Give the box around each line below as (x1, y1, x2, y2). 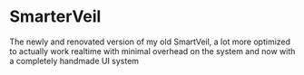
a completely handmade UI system (9, 55, 139, 66)
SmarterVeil (9, 6, 102, 27)
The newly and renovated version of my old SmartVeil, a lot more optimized (9, 36, 291, 47)
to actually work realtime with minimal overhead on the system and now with (9, 45, 296, 56)
